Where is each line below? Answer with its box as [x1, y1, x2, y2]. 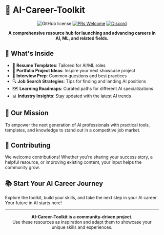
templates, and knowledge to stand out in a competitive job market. [5, 127, 141, 133]
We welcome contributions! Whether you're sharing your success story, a [5, 154, 153, 160]
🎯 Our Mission [5, 109, 49, 117]
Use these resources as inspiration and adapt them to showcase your [12, 219, 152, 225]
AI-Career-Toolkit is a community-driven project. [31, 214, 133, 220]
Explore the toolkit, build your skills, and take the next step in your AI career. [5, 195, 158, 201]
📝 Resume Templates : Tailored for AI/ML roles [12, 62, 106, 68]
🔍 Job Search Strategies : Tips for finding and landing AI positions [12, 78, 146, 84]
